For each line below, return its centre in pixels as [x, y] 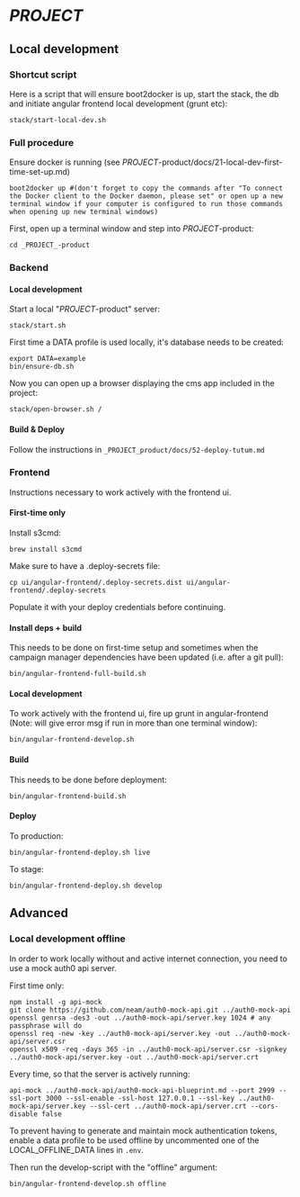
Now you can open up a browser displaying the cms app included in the [142, 383]
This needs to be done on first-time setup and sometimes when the [134, 648]
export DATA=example [48, 359]
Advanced [39, 913]
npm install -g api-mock [56, 1002]
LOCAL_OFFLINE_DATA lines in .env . [76, 1149]
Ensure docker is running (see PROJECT [84, 162]
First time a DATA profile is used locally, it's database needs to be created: [147, 342]
